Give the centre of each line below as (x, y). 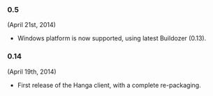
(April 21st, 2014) (31, 25)
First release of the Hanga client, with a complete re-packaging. (109, 85)
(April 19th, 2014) (32, 72)
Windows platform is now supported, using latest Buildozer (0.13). (112, 38)
